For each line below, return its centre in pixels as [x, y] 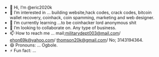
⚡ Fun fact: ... [23, 51]
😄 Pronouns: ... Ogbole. [34, 45]
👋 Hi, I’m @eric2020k [31, 7]
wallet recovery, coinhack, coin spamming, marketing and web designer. [82, 17]
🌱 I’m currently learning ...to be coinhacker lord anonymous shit [73, 23]
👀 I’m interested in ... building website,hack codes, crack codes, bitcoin [80, 12]
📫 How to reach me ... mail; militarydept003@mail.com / [65, 33]
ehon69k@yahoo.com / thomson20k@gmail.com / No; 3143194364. [76, 40]
